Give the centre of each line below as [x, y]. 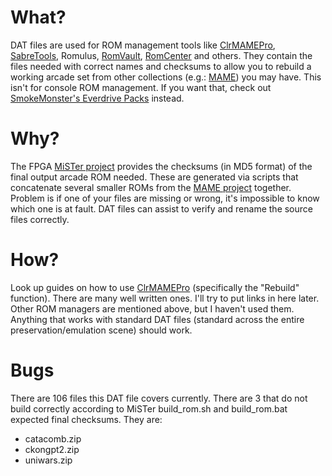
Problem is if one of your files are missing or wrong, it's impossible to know [165, 198]
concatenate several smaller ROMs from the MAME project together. [151, 187]
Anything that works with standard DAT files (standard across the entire [157, 319]
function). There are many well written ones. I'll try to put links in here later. [165, 298]
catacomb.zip [53, 438]
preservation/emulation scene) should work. [101, 330]
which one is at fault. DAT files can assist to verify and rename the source [161, 208]
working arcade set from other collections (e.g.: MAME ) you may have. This [166, 77]
